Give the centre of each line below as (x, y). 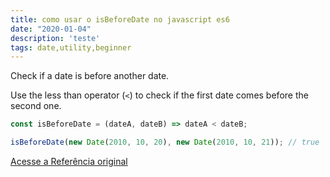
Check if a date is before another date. (90, 76)
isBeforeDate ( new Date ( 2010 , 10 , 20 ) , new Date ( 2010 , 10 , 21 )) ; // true (165, 142)
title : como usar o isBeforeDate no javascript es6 (120, 19)
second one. (36, 106)
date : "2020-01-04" (51, 29)
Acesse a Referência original (69, 161)
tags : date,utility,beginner (71, 47)
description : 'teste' (55, 38)
